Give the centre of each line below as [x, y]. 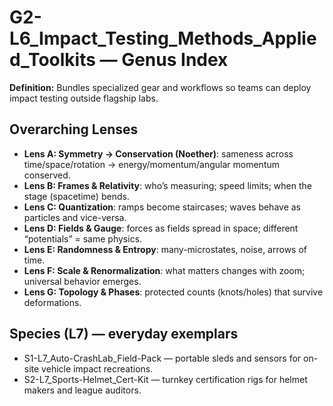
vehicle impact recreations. [97, 368]
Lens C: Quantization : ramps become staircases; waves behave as [162, 207]
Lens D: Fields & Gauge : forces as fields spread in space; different [161, 228]
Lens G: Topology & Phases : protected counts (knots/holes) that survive [173, 292]
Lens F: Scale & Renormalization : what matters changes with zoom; [164, 270]
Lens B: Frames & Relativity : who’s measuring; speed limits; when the [167, 185]
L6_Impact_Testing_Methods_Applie [163, 38]
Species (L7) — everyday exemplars [124, 334]
